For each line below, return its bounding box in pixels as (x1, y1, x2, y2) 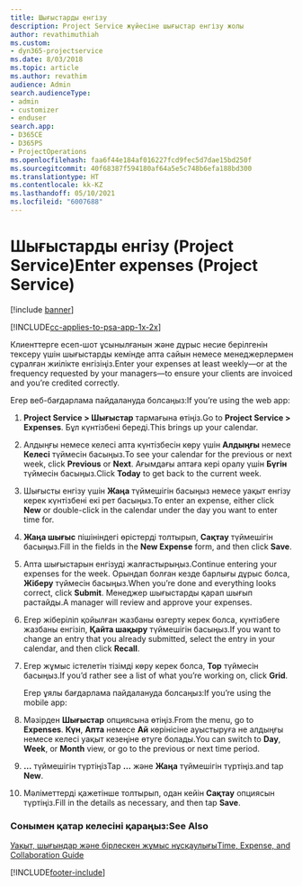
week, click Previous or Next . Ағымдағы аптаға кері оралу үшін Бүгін (22, 458, 288, 469)
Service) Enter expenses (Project (10, 256, 259, 276)
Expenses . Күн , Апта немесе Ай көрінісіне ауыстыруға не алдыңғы (22, 724, 284, 735)
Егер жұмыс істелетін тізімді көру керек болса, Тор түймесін (22, 660, 259, 671)
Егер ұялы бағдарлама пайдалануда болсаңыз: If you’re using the (22, 687, 271, 698)
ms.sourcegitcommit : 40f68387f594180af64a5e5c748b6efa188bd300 (10, 164, 253, 173)
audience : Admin (10, 80, 71, 89)
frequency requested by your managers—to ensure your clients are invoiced (10, 367, 293, 378)
